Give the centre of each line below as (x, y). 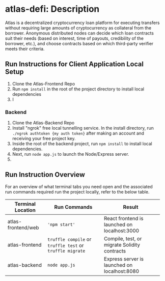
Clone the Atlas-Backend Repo (43, 123)
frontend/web (23, 227)
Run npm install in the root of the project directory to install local (78, 89)
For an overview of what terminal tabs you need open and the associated (79, 186)
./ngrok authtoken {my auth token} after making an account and (78, 133)
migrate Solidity (122, 245)
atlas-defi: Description (52, 9)
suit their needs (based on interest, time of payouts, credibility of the (74, 38)
